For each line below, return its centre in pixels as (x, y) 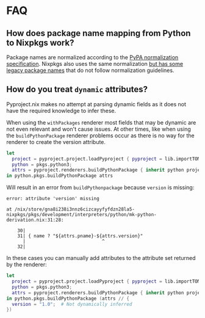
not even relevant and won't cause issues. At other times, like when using (99, 129)
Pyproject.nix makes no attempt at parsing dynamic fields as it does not (96, 104)
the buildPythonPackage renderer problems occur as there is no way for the (100, 136)
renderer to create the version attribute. (56, 142)
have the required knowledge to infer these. (61, 110)
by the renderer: (27, 265)
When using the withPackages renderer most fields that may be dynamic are (101, 122)
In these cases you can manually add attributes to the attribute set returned (101, 258)
